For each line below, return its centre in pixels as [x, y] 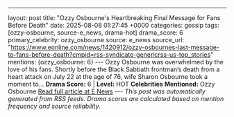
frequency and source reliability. [54, 106]
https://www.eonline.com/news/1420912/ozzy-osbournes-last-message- [115, 47]
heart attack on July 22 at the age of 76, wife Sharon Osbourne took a [108, 76]
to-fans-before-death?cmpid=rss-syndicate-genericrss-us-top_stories [109, 55]
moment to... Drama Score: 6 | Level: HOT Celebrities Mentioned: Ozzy [111, 84]
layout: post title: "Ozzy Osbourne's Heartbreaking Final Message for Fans [114, 18]
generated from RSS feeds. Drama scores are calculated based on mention [116, 99]
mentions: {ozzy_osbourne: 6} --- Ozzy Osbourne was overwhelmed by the [116, 62]
